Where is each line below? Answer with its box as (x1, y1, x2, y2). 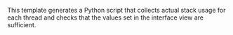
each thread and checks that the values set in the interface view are (7, 13, 204, 22)
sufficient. (7, 21, 36, 29)
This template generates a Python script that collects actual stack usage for (7, 6, 226, 14)
